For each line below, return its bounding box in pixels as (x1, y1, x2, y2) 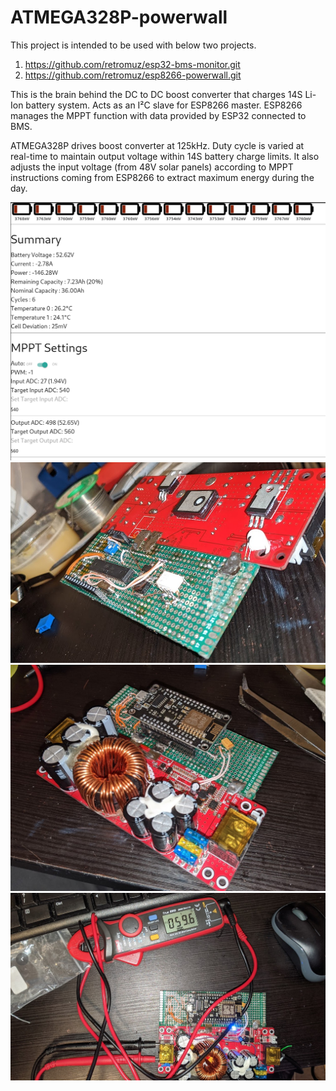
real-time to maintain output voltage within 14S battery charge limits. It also (10, 150, 320, 162)
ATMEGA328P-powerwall (10, 6, 228, 29)
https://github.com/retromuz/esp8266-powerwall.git (24, 69, 242, 81)
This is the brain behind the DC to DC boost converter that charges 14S (10, 88, 303, 100)
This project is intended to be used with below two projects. (10, 39, 257, 51)
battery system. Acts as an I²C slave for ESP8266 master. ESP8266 (25, 99, 303, 111)
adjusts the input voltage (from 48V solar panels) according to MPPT (10, 161, 294, 173)
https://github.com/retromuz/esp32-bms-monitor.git (24, 58, 241, 70)
